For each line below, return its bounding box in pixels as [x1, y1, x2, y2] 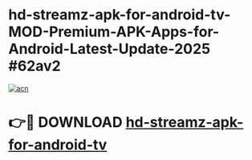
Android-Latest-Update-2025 [8, 40, 211, 58]
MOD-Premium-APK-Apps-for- [8, 23, 220, 41]
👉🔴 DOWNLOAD [8, 113, 123, 132]
